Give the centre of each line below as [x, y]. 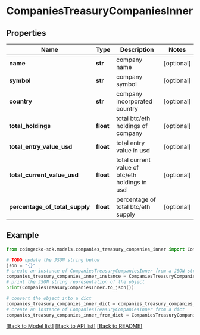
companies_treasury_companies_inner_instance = [66, 277]
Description [137, 50]
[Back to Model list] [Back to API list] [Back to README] [74, 326]
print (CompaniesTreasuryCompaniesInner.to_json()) [70, 288]
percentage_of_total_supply [50, 207]
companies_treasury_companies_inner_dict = [61, 304]
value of [127, 167]
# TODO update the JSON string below [53, 260]
